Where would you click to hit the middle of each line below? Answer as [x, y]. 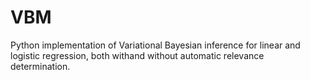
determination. [40, 66]
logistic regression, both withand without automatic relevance [137, 55]
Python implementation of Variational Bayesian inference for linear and [155, 45]
